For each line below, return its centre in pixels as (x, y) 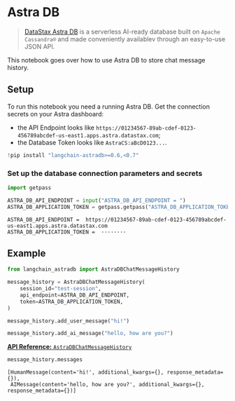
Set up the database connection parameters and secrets (105, 173)
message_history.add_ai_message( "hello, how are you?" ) (90, 334)
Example (27, 253)
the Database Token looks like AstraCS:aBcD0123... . (92, 142)
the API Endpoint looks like (56, 128)
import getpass (29, 188)
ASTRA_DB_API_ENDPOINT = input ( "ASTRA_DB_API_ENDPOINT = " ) (97, 200)
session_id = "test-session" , (60, 289)
